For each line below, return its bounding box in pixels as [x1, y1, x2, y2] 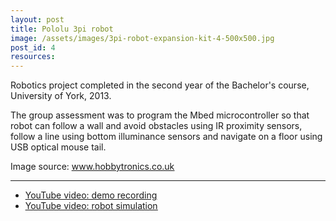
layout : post [10, 14, 65, 25]
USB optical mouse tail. [10, 141, 107, 153]
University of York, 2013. [10, 90, 112, 102]
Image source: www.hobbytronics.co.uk [10, 161, 175, 173]
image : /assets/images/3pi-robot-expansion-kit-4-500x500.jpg [10, 33, 275, 43]
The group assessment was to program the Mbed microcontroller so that [10, 109, 310, 121]
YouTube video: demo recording [24, 189, 158, 201]
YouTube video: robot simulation [24, 200, 158, 212]
